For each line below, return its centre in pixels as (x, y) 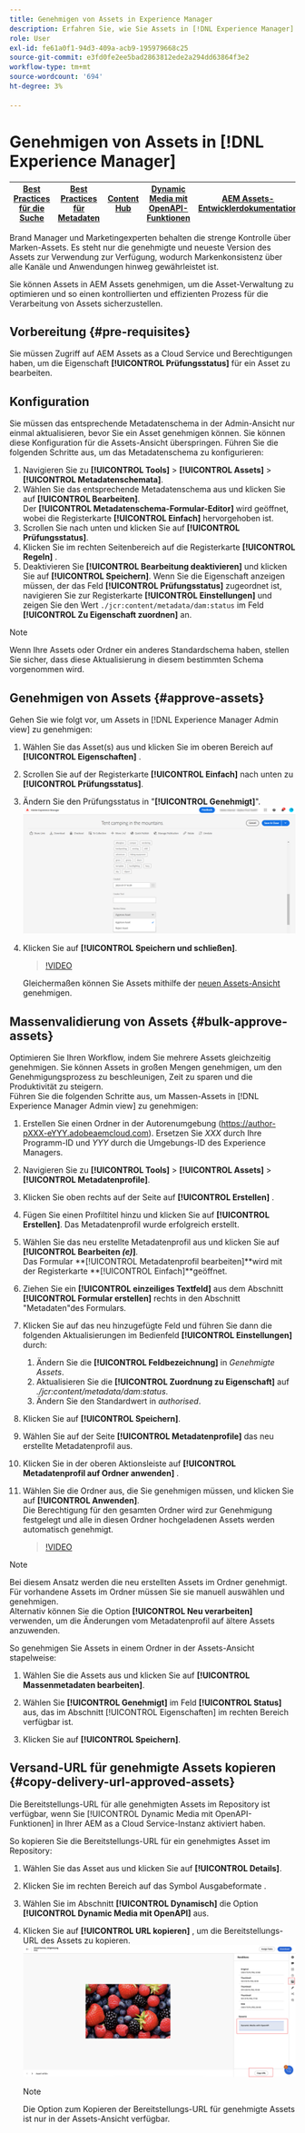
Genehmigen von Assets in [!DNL (137, 142)
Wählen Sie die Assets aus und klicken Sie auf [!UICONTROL (136, 1675)
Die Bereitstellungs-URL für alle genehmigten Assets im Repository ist (140, 1804)
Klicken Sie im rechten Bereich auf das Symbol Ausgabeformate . (144, 1886)
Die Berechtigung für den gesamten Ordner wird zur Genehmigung (147, 1510)
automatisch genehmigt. (68, 1529)
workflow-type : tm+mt (50, 67)
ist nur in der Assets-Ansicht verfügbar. (96, 2119)
